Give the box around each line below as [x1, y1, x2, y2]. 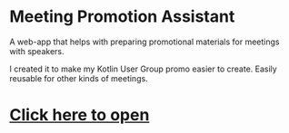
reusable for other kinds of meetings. [9, 72, 148, 83]
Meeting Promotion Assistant [9, 6, 235, 27]
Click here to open [9, 105, 150, 126]
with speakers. [9, 45, 65, 56]
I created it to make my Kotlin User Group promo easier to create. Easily [9, 63, 277, 74]
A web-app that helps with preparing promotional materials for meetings [9, 36, 280, 47]
